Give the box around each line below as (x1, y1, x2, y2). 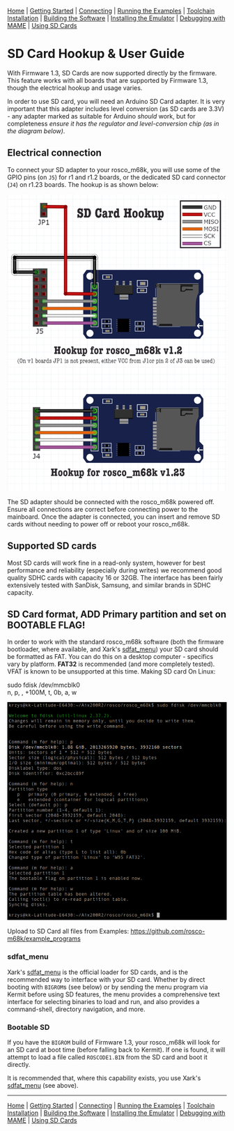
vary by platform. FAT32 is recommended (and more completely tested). (7, 660, 215, 669)
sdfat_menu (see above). (7, 1081, 79, 1089)
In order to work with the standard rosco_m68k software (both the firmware (7, 638, 224, 646)
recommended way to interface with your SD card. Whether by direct (7, 975, 205, 983)
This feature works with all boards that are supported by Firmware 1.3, (7, 76, 208, 84)
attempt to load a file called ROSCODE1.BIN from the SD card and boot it (7, 1053, 208, 1061)
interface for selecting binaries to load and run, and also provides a (7, 997, 200, 1005)
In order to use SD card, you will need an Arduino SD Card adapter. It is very (7, 97, 225, 105)
